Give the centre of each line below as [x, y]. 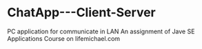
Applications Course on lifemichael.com [64, 38]
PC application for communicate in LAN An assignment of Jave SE [101, 31]
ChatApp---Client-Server [82, 13]
